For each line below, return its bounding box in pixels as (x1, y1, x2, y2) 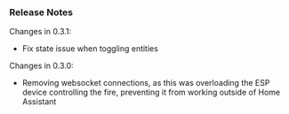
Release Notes (9, 6, 74, 19)
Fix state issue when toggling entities (21, 43, 158, 54)
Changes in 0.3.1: (9, 27, 72, 37)
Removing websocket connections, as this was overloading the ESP (21, 78, 270, 88)
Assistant (21, 96, 57, 107)
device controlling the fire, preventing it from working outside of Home (21, 87, 281, 98)
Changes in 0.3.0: (9, 60, 74, 72)
